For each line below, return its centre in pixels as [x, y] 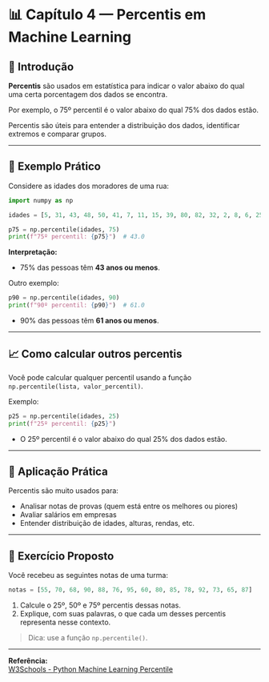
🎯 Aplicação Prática [58, 472]
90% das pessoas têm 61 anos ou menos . [89, 321]
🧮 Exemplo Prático [55, 167]
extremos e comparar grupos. [57, 134]
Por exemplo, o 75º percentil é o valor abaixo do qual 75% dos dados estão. [133, 110]
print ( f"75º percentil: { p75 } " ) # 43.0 [77, 237]
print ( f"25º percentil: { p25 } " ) [62, 423]
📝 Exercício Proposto [61, 556]
